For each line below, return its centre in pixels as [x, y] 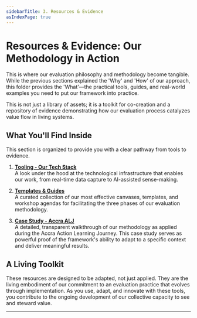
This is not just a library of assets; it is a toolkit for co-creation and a [88, 105]
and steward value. [29, 303]
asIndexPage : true [28, 17]
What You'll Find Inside [49, 135]
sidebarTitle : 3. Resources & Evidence [55, 11]
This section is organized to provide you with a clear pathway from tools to [96, 149]
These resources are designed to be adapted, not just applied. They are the [97, 278]
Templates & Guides [40, 191]
